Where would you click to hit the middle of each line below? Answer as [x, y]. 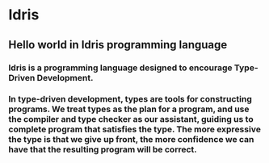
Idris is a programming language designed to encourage [120, 68]
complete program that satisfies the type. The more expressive [134, 129]
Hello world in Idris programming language [118, 45]
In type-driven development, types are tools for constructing [130, 99]
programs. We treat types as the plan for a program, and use [129, 109]
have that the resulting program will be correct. [103, 149]
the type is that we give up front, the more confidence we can [131, 140]
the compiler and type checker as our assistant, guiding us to [131, 119]
